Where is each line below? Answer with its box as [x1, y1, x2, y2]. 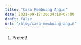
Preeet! [12, 35, 27, 41]
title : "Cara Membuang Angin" [5, 7, 68, 12]
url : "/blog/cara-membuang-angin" [5, 21, 77, 26]
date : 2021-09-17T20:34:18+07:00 [5, 12, 75, 17]
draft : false [5, 16, 32, 21]
